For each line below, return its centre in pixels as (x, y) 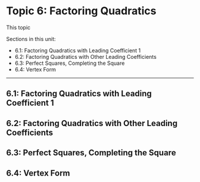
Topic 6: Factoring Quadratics (81, 11)
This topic (18, 27)
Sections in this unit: (31, 39)
